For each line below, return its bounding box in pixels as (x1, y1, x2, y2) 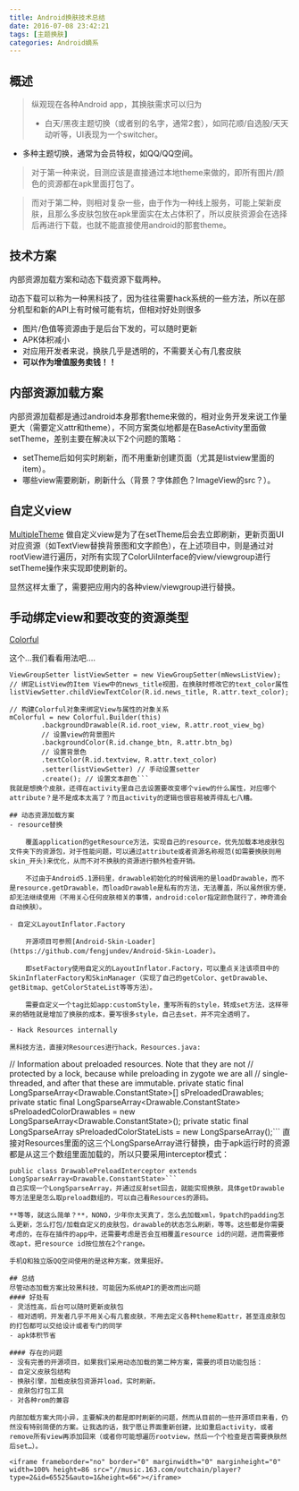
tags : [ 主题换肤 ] (9, 30, 69, 38)
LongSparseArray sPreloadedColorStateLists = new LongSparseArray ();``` (9, 1127, 281, 1137)
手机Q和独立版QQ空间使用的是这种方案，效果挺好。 (9, 1257, 168, 1266)
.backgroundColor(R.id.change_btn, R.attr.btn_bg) (41, 738, 234, 747)
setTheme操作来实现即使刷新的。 (9, 562, 132, 573)
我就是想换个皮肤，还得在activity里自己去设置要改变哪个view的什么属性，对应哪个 (9, 784, 277, 793)
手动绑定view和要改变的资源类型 (9, 609, 189, 625)
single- (262, 1069, 288, 1079)
